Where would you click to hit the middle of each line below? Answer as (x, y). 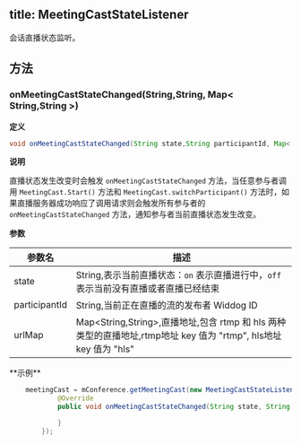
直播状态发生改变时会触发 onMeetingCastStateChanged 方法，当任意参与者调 (148, 181)
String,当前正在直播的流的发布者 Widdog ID (167, 306)
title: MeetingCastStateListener (99, 15)
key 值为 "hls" (105, 349)
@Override (75, 398)
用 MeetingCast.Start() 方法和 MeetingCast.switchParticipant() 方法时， (146, 192)
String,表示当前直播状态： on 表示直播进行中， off (179, 275)
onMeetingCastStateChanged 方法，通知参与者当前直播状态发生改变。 (135, 214)
